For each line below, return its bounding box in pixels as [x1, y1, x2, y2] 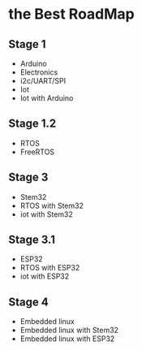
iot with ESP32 [19, 271, 70, 281]
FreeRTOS [19, 147, 55, 157]
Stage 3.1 [8, 233, 55, 247]
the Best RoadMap [8, 5, 136, 24]
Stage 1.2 [8, 117, 57, 131]
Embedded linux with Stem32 [19, 326, 119, 335]
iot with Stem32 [19, 209, 73, 219]
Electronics [19, 67, 58, 77]
